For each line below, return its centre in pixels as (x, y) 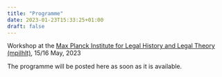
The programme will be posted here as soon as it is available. (95, 67)
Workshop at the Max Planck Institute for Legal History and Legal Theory (111, 46)
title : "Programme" (35, 13)
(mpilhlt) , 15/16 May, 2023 (44, 53)
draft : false (26, 26)
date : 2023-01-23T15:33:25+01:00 (55, 20)
